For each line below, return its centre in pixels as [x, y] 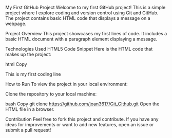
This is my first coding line [33, 74]
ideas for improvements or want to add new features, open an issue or [80, 124]
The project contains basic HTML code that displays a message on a [78, 18]
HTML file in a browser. [30, 109]
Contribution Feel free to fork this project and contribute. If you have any [82, 119]
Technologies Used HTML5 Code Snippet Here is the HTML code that [79, 49]
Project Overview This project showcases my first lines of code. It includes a [86, 33]
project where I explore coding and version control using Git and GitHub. [82, 13]
